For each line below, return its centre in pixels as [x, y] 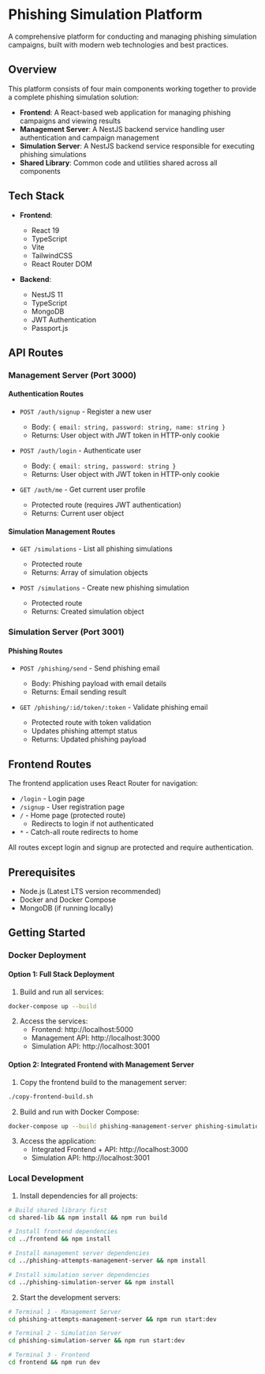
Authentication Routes [46, 394]
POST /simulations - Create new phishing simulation [104, 588]
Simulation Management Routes [62, 531]
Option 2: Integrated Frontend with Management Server [101, 1064]
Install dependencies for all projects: [78, 1196]
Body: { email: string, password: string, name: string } [129, 427]
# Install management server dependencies [79, 1253]
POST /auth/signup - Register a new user [86, 411]
